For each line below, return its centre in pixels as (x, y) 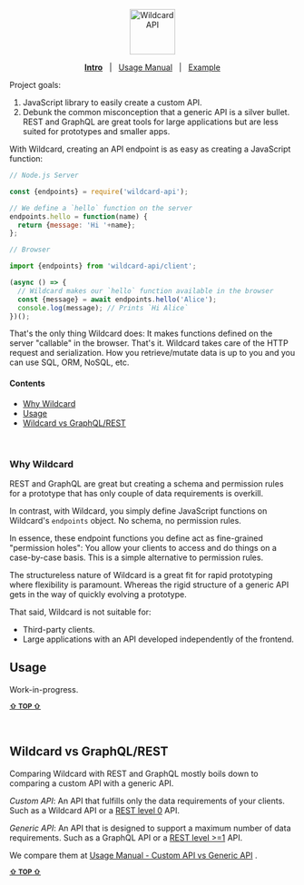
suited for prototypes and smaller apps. (96, 131)
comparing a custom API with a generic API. (92, 783)
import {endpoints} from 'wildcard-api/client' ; (103, 266)
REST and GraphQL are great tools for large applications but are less (150, 122)
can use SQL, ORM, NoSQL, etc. (69, 362)
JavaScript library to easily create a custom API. (112, 103)
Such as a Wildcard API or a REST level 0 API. (94, 810)
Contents (27, 383)
